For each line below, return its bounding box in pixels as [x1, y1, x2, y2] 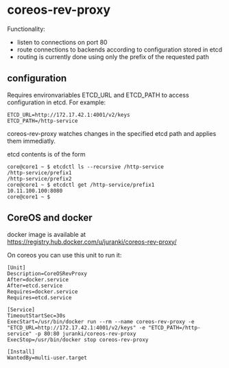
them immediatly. [7, 137, 56, 145]
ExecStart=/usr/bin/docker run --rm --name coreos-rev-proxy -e [7, 318, 195, 325]
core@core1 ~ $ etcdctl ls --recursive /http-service [7, 163, 165, 170]
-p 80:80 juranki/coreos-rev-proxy [34, 330, 136, 337]
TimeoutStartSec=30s [7, 312, 67, 319]
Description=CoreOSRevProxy [7, 270, 88, 277]
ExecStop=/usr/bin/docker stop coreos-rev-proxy [7, 336, 149, 343]
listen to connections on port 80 [16, 38, 108, 46]
